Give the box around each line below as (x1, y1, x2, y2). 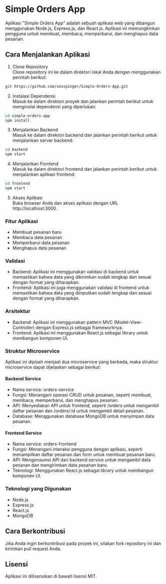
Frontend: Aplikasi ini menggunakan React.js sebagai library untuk (12, 329, 149, 335)
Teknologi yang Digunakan (5, 485, 71, 492)
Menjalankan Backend (12, 127, 58, 133)
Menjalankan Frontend (12, 161, 59, 167)
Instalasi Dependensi (12, 93, 56, 99)
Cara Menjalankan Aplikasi (5, 50, 90, 59)
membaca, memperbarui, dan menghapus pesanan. (12, 397, 119, 403)
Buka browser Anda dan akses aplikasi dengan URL (12, 200, 119, 206)
